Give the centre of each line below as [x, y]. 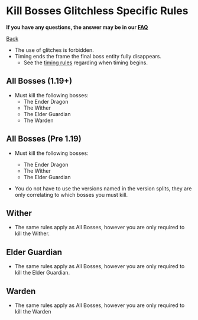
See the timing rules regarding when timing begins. [86, 62]
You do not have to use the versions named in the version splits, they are [103, 188]
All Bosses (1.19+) [39, 81]
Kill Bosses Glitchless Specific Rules [97, 11]
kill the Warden [33, 311]
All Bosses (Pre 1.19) [44, 139]
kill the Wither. [32, 233]
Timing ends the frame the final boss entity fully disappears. [88, 56]
